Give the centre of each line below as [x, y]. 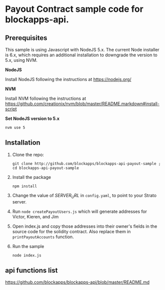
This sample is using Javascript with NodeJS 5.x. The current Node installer [82, 50]
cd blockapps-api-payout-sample [45, 168]
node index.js [27, 255]
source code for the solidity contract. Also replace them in [71, 231]
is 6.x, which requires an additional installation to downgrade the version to [81, 55]
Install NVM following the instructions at [46, 98]
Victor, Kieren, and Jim [35, 216]
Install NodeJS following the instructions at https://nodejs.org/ [68, 79]
